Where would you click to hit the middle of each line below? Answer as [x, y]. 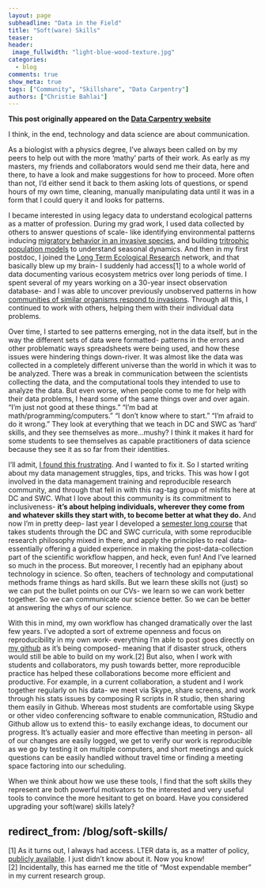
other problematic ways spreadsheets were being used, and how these [124, 348]
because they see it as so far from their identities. [89, 450]
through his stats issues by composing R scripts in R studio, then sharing [127, 699]
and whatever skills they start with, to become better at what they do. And [132, 515]
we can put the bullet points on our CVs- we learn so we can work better [127, 591]
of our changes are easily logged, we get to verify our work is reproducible [130, 741]
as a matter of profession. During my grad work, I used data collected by [127, 224]
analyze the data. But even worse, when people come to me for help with [127, 391]
